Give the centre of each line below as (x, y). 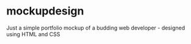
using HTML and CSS (33, 34)
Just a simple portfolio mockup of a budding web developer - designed (95, 28)
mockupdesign (45, 11)
